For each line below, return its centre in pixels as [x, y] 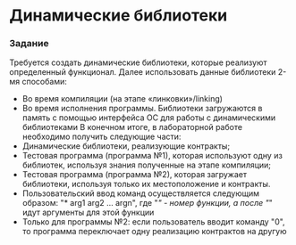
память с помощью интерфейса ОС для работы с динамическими [148, 118]
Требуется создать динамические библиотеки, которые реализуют [138, 62]
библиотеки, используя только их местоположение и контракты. [146, 184]
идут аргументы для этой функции [88, 212]
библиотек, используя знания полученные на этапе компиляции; [146, 165]
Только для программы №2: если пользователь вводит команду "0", [153, 222]
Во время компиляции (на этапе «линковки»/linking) [123, 99]
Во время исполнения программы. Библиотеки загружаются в [142, 109]
